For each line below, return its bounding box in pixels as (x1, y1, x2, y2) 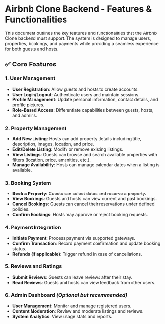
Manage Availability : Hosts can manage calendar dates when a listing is (12, 162, 160, 168)
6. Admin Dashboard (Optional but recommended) (5, 292, 128, 298)
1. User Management (5, 75, 56, 82)
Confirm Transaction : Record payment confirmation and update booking (12, 240, 161, 246)
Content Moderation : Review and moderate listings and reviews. (12, 308, 144, 314)
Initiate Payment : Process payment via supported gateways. (12, 235, 135, 241)
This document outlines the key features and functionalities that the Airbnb (5, 30, 157, 36)
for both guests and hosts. (5, 46, 59, 52)
